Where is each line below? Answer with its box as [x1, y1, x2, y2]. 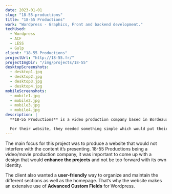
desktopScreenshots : [5, 64, 50, 70]
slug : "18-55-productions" [5, 12, 63, 17]
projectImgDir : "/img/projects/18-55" [5, 60, 88, 65]
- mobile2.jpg [10, 98, 40, 103]
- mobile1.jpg [10, 93, 40, 98]
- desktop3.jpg [10, 79, 42, 84]
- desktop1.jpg [10, 70, 42, 75]
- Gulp [10, 46, 24, 51]
